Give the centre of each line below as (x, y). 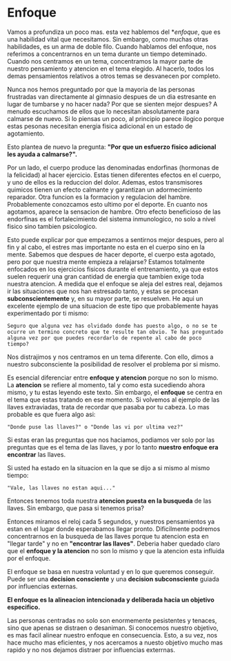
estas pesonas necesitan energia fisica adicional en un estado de (100, 126)
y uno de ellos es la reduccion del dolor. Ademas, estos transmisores (105, 182)
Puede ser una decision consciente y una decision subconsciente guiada (113, 579)
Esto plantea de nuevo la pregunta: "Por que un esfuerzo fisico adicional (112, 147)
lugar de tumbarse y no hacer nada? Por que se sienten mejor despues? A (112, 104)
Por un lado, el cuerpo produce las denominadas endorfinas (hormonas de (113, 167)
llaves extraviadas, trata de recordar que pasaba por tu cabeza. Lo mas (108, 407)
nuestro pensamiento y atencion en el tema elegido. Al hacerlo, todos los (111, 68)
